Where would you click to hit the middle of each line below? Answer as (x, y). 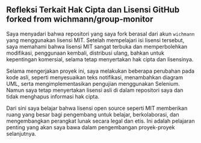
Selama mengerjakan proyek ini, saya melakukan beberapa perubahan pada (100, 71)
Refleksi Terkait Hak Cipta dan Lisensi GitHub (93, 10)
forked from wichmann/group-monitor (80, 20)
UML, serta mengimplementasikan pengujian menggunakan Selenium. (93, 84)
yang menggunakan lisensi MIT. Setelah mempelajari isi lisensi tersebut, (95, 40)
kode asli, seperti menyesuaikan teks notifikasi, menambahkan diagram (95, 77)
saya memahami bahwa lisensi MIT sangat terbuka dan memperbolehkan (97, 46)
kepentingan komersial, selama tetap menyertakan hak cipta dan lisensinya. (100, 59)
